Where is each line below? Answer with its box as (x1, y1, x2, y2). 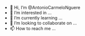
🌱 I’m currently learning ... (9, 15, 63, 20)
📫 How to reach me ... (9, 26, 56, 31)
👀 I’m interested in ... (9, 10, 52, 16)
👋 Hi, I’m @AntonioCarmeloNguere (9, 5, 81, 10)
